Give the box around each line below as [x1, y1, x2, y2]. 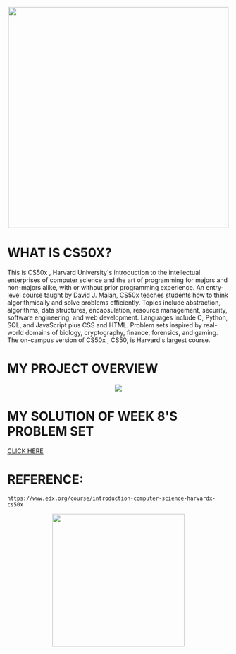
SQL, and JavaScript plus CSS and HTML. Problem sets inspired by [7, 320, 202, 329]
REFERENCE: [7, 472, 84, 487]
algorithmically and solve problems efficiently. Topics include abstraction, [7, 298, 221, 307]
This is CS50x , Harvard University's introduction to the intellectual [7, 268, 201, 276]
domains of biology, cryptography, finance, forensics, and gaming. [25, 328, 218, 337]
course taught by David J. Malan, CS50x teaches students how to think [22, 291, 229, 299]
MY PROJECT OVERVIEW [7, 361, 159, 377]
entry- [206, 283, 224, 291]
